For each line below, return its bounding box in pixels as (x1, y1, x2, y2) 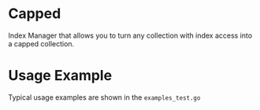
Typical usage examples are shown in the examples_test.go (8, 92, 201, 102)
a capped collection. (8, 38, 75, 48)
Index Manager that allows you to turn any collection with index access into (8, 31, 253, 40)
